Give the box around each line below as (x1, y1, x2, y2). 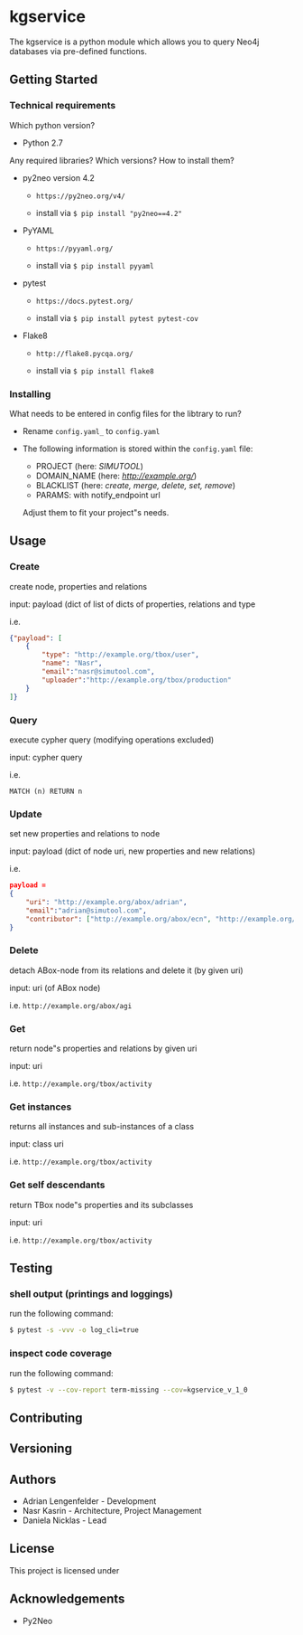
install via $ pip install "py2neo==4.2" (35, 207, 183, 218)
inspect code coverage (9, 1347, 113, 1360)
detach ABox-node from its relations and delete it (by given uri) (9, 965, 243, 976)
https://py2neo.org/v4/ (35, 192, 126, 201)
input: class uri (9, 1139, 65, 1149)
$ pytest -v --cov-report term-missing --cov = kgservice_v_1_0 (9, 1385, 248, 1394)
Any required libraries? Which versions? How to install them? (9, 155, 234, 165)
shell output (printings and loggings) (9, 1287, 173, 1299)
